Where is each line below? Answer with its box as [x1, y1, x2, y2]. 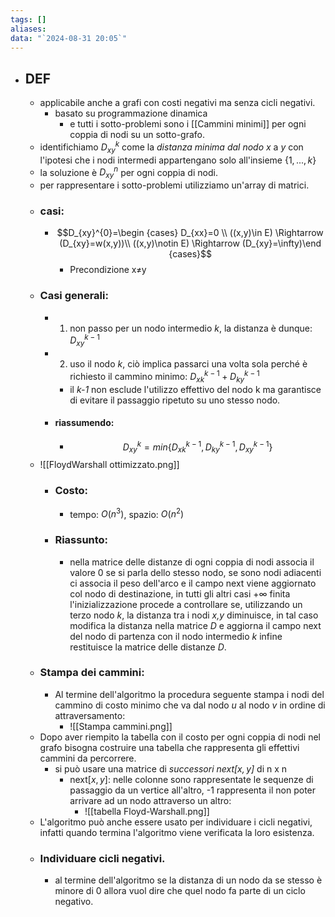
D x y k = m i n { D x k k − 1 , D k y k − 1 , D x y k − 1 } [122, 439, 273, 455]
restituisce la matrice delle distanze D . [69, 641, 227, 653]
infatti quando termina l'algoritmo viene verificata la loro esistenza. [39, 826, 315, 838]
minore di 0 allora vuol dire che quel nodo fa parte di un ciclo [54, 885, 306, 897]
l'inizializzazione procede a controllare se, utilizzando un [69, 598, 303, 610]
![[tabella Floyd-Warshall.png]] [84, 805, 210, 817]
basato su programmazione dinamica [54, 107, 208, 120]
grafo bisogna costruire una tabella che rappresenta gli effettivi [39, 741, 300, 753]
